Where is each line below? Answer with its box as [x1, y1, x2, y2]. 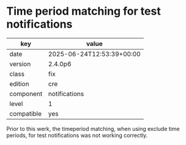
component [9, 89, 43, 98]
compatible [9, 109, 42, 117]
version [9, 59, 31, 68]
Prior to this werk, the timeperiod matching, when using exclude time [6, 125, 180, 132]
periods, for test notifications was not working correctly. [6, 132, 148, 139]
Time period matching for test [6, 4, 161, 18]
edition [9, 80, 29, 88]
